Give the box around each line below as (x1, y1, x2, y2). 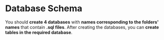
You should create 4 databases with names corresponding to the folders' (5, 19, 159, 25)
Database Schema (5, 3, 83, 14)
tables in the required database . (5, 29, 73, 35)
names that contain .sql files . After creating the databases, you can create (5, 24, 160, 30)
